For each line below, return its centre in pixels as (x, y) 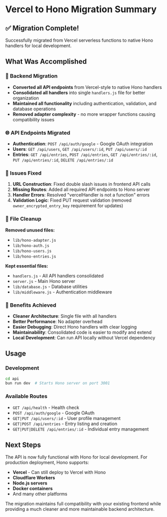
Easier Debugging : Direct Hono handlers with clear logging (75, 327)
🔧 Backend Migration (31, 76)
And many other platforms (40, 494)
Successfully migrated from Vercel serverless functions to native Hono (79, 40)
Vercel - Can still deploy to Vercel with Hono (59, 472)
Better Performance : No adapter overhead (57, 321)
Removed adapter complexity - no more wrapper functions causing (84, 114)
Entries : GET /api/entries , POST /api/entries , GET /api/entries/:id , (85, 154)
